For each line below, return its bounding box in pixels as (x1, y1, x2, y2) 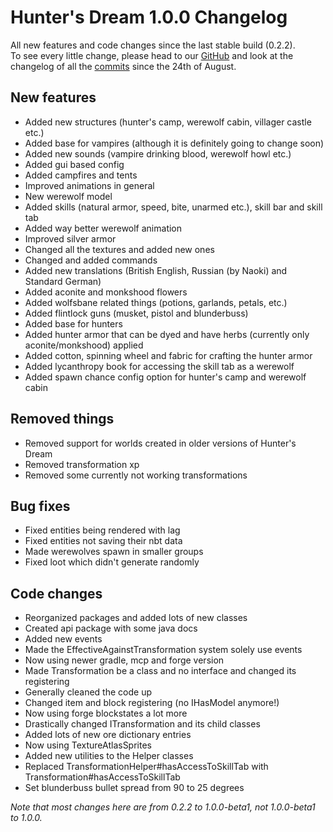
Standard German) (24, 275, 102, 287)
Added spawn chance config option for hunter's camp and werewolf (24, 371, 307, 383)
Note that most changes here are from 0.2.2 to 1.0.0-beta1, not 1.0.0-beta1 (10, 801, 316, 813)
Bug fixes (10, 497, 71, 515)
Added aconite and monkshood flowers (24, 286, 188, 298)
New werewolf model (24, 190, 113, 202)
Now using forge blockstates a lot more (24, 707, 188, 720)
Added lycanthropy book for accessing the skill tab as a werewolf (24, 360, 295, 372)
